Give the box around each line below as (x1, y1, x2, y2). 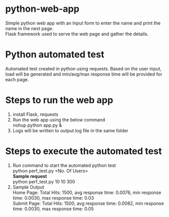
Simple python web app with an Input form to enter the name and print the (5, 20, 161, 26)
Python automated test (5, 49, 104, 60)
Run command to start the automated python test (12, 162, 116, 168)
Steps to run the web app (5, 94, 114, 106)
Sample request (12, 173, 47, 179)
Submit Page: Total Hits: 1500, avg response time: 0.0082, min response (12, 200, 164, 206)
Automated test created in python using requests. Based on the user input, (5, 65, 162, 71)
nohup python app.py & (12, 122, 62, 128)
